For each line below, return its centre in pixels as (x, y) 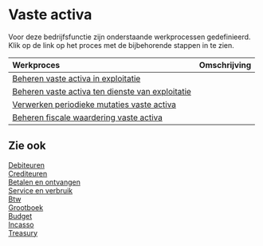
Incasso (21, 224)
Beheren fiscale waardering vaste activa (88, 117)
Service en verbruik (41, 190)
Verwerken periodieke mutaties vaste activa (94, 104)
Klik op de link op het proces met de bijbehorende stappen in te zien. (122, 45)
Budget (20, 216)
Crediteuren (28, 173)
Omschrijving (225, 65)
